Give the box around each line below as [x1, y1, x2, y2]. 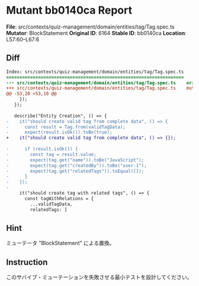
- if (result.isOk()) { [6, 146, 78, 152]
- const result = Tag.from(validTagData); [6, 124, 126, 130]
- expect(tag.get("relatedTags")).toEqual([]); [6, 168, 145, 174]
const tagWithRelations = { [24, 195, 94, 202]
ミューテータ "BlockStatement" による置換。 [6, 240, 115, 247]
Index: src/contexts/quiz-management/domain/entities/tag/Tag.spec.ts [6, 69, 184, 75]
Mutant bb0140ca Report [6, 4, 132, 17]
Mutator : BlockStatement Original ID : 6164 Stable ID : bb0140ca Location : [6, 29, 187, 36]
